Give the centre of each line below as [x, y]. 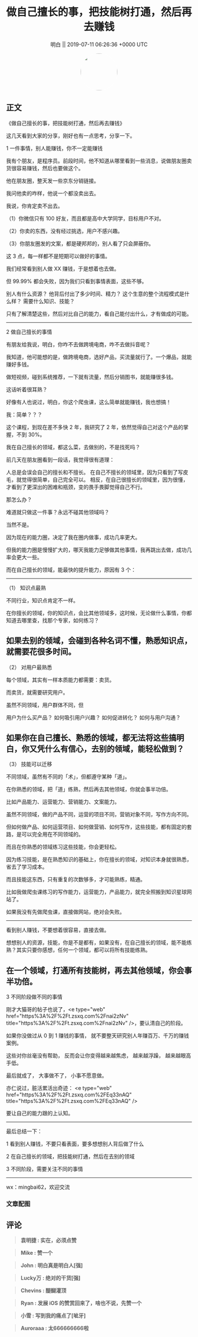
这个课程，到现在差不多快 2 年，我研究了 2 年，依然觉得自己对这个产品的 [95, 427]
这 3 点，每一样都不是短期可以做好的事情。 [58, 256]
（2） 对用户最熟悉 [29, 667]
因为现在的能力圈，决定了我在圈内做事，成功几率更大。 [73, 537]
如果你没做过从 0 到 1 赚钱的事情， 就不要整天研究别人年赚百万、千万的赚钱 [98, 1036]
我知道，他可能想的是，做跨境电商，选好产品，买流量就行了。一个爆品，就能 [99, 357]
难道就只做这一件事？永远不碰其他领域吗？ [58, 512]
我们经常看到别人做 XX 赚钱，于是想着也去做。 [63, 268]
